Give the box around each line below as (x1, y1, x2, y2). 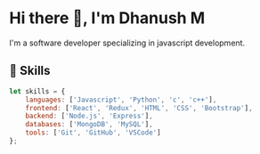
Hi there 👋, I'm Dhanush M (9, 8, 206, 28)
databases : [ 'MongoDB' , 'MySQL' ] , (25, 120, 153, 129)
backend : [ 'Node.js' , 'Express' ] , (25, 111, 153, 121)
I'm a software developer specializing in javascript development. (9, 37, 246, 48)
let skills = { (9, 86, 66, 96)
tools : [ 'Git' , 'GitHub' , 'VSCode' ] (25, 128, 162, 137)
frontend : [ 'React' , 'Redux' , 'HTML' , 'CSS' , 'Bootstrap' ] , (25, 103, 253, 112)
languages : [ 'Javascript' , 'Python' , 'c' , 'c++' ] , (25, 95, 217, 104)
